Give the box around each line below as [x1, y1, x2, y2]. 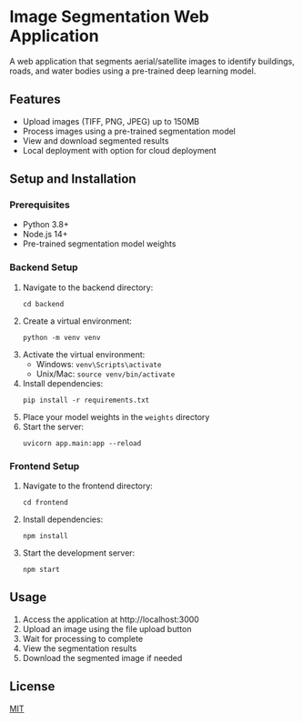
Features [9, 92, 61, 107]
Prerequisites [9, 198, 70, 211]
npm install [22, 532, 68, 541]
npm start [22, 566, 61, 575]
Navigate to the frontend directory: [22, 480, 153, 492]
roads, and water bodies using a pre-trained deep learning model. [9, 65, 257, 76]
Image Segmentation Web [9, 6, 209, 27]
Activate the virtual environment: [22, 348, 146, 360]
